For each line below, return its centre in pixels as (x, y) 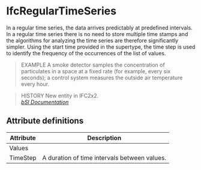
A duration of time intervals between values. (104, 157)
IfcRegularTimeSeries (61, 11)
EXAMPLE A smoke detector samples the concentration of (93, 65)
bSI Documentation (45, 102)
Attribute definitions (45, 121)
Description (104, 138)
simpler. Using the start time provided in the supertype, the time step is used (101, 47)
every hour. (35, 84)
